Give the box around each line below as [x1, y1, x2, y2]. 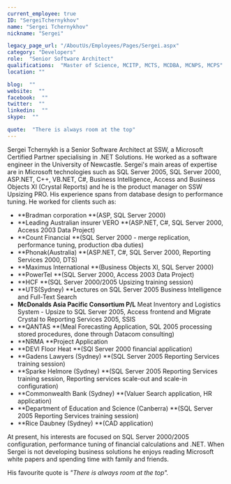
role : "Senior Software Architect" [7, 55, 114, 63]
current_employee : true [7, 10, 77, 17]
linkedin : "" [7, 107, 49, 114]
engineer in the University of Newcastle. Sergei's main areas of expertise [7, 160, 218, 169]
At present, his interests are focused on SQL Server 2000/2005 [7, 432, 190, 441]
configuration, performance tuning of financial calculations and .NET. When [7, 440, 225, 448]
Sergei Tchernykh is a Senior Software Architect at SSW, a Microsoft [7, 145, 204, 154]
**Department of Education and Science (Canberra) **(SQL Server [17, 404, 214, 413]
